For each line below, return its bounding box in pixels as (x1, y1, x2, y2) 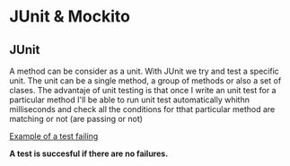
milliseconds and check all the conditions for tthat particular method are (9, 104, 276, 114)
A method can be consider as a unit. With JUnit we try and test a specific (9, 66, 280, 76)
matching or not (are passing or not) (9, 114, 144, 124)
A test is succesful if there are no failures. (9, 148, 169, 159)
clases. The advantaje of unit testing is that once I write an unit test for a (9, 85, 277, 95)
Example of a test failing (9, 131, 99, 141)
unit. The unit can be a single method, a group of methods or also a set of (9, 75, 282, 86)
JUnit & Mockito (9, 6, 130, 27)
